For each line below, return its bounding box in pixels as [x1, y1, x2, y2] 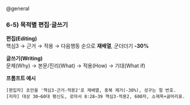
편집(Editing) [6, 35, 37, 42]
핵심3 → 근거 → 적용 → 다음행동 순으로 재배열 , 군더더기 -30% [6, 42, 149, 49]
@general [6, 5, 30, 12]
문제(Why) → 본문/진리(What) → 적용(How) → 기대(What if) [6, 62, 145, 69]
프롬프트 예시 [6, 74, 36, 82]
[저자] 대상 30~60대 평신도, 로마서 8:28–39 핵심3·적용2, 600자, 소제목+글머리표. [6, 94, 185, 100]
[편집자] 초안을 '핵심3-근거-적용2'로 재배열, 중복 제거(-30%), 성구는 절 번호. [6, 87, 177, 93]
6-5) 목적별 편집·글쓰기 [6, 21, 69, 29]
